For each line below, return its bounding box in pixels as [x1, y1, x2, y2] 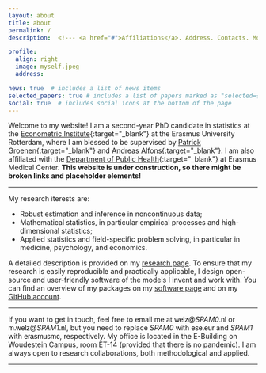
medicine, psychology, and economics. [19, 243, 148, 253]
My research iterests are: [8, 194, 89, 204]
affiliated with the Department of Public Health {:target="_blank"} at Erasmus [8, 154, 257, 164]
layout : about [8, 11, 55, 20]
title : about [8, 19, 51, 27]
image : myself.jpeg [15, 63, 80, 71]
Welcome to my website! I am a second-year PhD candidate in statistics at [8, 120, 251, 131]
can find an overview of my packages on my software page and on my [8, 284, 238, 293]
